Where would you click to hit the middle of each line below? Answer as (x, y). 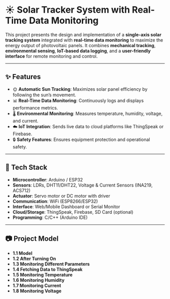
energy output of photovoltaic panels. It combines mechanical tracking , (80, 45)
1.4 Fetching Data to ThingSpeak (47, 270)
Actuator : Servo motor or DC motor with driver (61, 196)
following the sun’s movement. (44, 95)
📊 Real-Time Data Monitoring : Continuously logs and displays (78, 100)
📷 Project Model (32, 238)
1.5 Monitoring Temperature (42, 275)
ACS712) (22, 190)
